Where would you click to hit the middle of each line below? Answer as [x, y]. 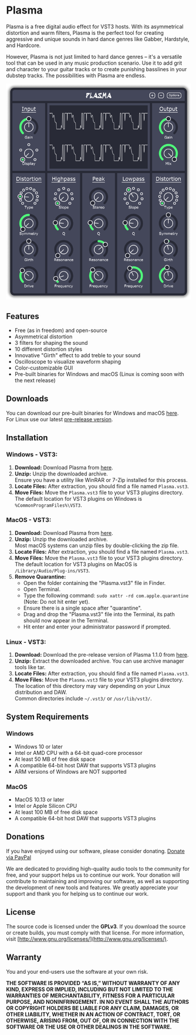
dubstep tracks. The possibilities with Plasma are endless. [76, 75]
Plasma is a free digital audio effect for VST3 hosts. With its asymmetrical [95, 26]
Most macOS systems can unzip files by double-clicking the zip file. [97, 545]
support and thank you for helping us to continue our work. [77, 893]
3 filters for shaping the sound [51, 343]
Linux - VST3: [26, 642]
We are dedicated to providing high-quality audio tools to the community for [98, 868]
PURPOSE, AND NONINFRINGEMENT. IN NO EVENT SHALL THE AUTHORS [98, 1001]
